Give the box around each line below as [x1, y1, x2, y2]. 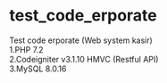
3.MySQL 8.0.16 [9, 63, 67, 74]
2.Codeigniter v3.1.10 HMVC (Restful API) [9, 54, 159, 64]
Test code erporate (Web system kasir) [9, 35, 154, 46]
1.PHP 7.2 [9, 44, 44, 54]
